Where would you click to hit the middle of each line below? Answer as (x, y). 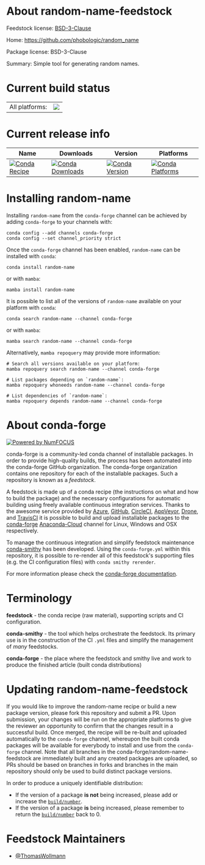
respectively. (22, 530)
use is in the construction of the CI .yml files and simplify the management (100, 640)
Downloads (76, 153)
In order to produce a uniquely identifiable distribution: (75, 783)
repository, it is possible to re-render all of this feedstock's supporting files (100, 555)
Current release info (58, 134)
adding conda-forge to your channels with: (59, 221)
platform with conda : (31, 307)
